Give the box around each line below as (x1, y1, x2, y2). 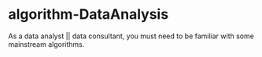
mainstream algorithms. (8, 39, 85, 48)
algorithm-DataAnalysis (8, 5, 169, 23)
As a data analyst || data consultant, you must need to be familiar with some (8, 31, 254, 41)
